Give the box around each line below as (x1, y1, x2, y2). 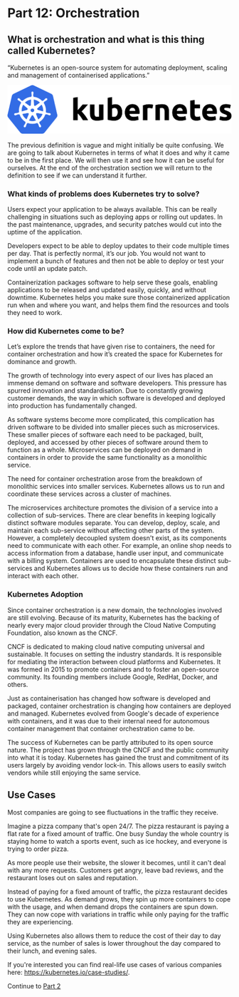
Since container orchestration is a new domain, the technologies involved (7, 606, 223, 614)
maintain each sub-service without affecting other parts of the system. (7, 526, 215, 535)
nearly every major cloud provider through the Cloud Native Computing (7, 621, 216, 629)
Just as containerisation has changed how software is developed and (7, 693, 211, 703)
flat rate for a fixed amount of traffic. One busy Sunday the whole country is (7, 829, 230, 838)
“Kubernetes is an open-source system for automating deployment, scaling (7, 63, 228, 72)
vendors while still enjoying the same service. (7, 768, 141, 777)
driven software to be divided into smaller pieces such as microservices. (7, 423, 220, 432)
